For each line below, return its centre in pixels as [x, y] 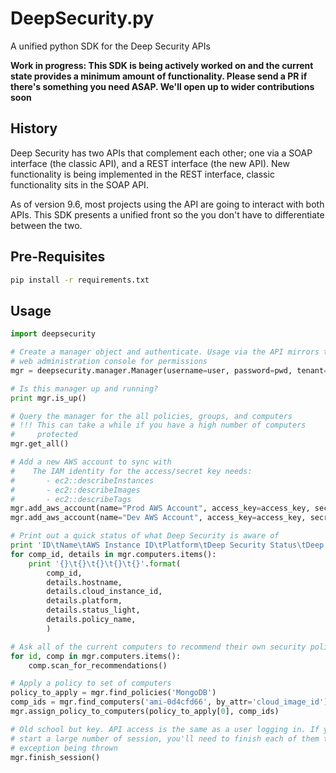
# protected [44, 435]
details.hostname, [84, 582]
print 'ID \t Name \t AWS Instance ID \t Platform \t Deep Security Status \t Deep [167, 545]
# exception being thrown [64, 748]
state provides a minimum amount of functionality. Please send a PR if [159, 76]
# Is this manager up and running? [84, 388]
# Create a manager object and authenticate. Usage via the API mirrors [165, 352]
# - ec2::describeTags [71, 499]
